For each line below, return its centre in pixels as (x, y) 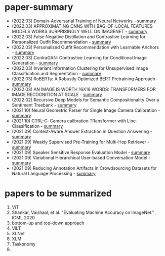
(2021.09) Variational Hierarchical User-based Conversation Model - (81, 157)
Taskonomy (23, 244)
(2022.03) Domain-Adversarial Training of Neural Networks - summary (84, 21)
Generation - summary (35, 63)
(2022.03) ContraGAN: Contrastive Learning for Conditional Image (79, 57)
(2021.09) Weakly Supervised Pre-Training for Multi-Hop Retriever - (81, 142)
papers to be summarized (58, 193)
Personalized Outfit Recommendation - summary (62, 42)
